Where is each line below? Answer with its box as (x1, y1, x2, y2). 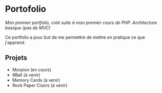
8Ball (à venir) (12, 72, 40, 78)
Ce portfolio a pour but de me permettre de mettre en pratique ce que (5, 34, 145, 40)
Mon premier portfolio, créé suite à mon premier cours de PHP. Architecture (5, 20, 158, 25)
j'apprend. (5, 39, 26, 45)
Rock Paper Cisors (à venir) (12, 82, 68, 88)
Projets (5, 54, 28, 62)
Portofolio (5, 3, 46, 15)
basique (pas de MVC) (5, 24, 51, 30)
